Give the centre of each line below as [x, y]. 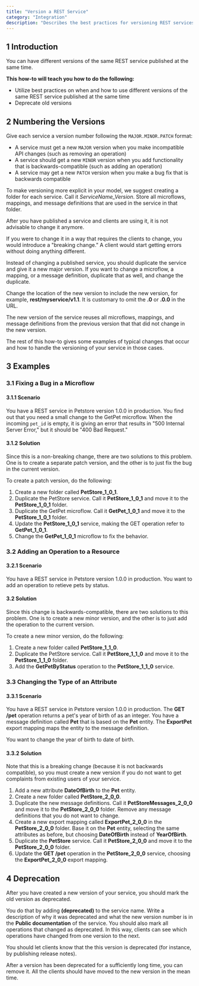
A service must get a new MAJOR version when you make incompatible [99, 147]
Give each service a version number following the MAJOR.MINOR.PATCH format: [99, 136]
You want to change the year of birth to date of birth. [70, 740]
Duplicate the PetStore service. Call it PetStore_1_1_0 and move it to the [102, 654]
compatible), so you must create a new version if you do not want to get [94, 773]
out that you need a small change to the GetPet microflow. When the [89, 417]
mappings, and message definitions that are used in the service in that [92, 203]
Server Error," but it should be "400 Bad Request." [67, 429]
